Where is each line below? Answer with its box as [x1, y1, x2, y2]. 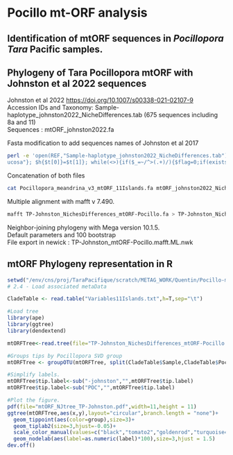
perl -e [7, 153, 30, 160]
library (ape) [7, 314, 45, 322]
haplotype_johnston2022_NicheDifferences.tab [7, 111, 143, 119]
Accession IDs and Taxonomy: [7, 103, 94, 112]
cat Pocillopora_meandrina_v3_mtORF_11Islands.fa [7, 185, 154, 192]
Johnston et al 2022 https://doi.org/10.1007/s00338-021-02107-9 [7, 96, 194, 105]
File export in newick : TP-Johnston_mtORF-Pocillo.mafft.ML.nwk [7, 238, 193, 246]
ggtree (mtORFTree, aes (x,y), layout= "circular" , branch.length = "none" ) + [7, 409, 218, 417]
